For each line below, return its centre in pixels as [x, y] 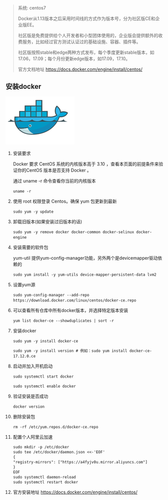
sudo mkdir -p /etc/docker [41, 447]
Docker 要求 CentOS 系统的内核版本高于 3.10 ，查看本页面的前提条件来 [86, 164]
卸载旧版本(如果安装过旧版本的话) [47, 221]
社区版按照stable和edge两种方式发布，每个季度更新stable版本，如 [86, 52]
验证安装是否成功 [30, 396]
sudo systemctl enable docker [44, 386]
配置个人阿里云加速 [33, 437]
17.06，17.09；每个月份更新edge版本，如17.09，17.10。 [74, 59]
